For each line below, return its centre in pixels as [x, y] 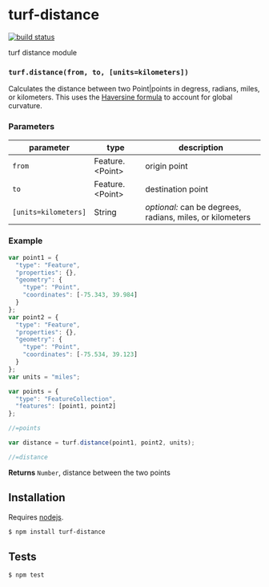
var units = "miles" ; [44, 377]
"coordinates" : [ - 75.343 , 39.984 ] [80, 295]
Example [26, 241]
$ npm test [26, 575]
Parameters [31, 127]
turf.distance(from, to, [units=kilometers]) [99, 72]
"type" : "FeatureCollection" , [66, 399]
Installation [37, 498]
